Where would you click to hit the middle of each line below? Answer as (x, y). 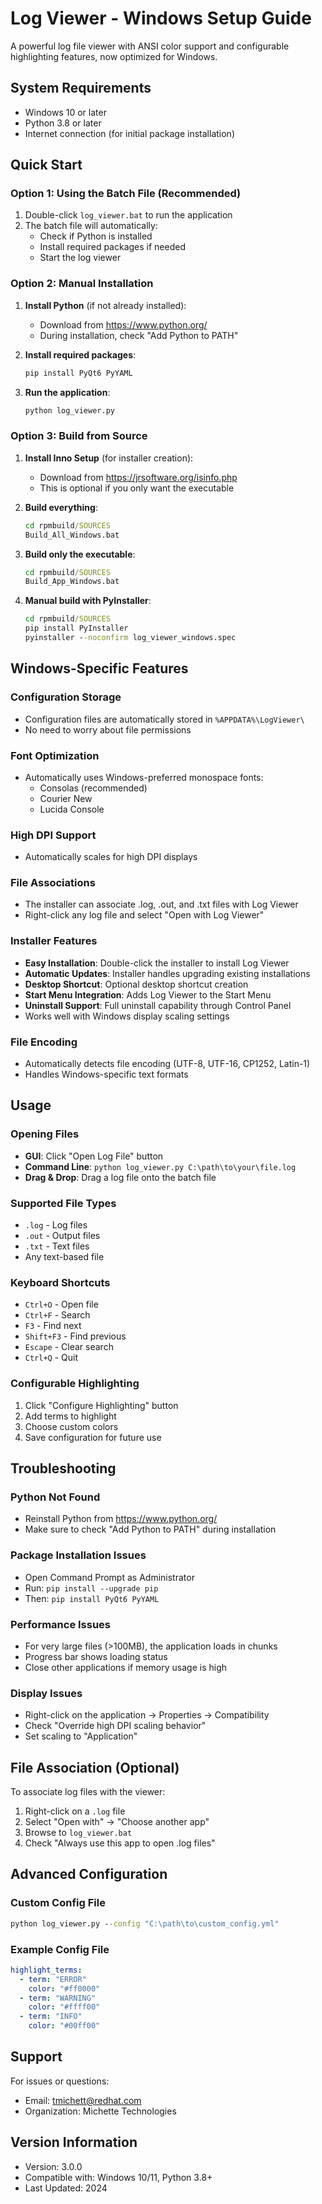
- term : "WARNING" (58, 1998)
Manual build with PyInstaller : (88, 601)
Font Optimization (55, 755)
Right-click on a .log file (75, 1811)
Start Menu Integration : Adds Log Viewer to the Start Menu (148, 994)
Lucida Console (72, 809)
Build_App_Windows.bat (72, 582)
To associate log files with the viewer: (88, 1792)
